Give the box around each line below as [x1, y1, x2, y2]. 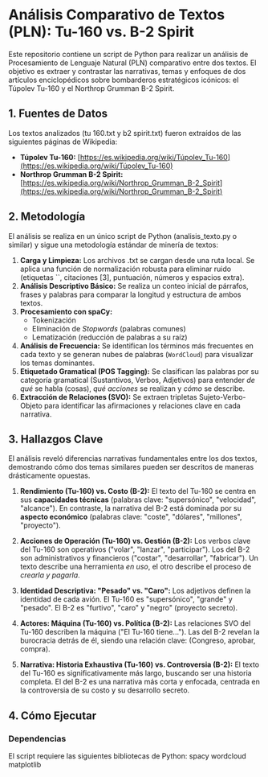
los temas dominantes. [19, 358, 95, 368]
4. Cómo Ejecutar [8, 709, 97, 722]
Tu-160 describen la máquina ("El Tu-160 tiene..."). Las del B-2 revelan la [19, 627, 260, 637]
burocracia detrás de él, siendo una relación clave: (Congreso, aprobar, [19, 635, 256, 645]
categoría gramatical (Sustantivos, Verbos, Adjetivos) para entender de [19, 375, 255, 384]
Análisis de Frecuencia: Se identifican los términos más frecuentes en [19, 340, 254, 351]
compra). [19, 644, 51, 654]
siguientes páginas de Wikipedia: [8, 137, 118, 146]
